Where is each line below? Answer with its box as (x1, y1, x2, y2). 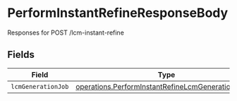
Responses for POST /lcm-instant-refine (7, 28, 125, 37)
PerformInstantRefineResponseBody (7, 5, 229, 21)
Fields (7, 49, 35, 61)
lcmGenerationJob (11, 83, 69, 90)
